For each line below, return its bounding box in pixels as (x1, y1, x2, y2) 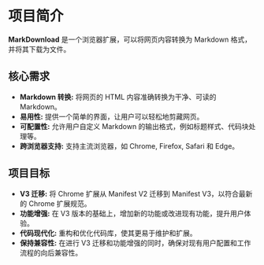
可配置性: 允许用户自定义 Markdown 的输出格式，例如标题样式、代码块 (19, 121, 250, 131)
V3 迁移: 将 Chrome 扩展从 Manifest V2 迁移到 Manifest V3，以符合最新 (19, 189, 253, 198)
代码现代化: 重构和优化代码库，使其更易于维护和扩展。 (19, 228, 197, 237)
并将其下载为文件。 (8, 44, 71, 53)
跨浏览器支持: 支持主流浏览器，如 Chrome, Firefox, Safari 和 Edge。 (19, 141, 240, 150)
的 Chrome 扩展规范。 (19, 198, 92, 208)
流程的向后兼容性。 (19, 248, 83, 257)
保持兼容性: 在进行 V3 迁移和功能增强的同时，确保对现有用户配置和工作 (19, 237, 251, 248)
